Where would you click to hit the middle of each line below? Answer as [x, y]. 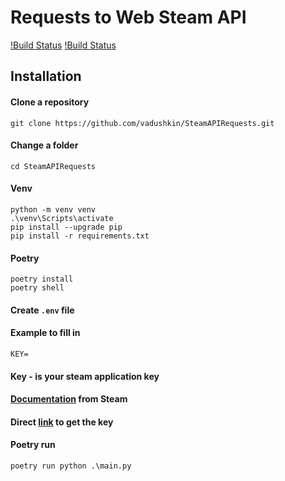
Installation [46, 76]
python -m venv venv [53, 209]
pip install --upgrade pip [66, 227]
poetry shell [37, 288]
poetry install [42, 279]
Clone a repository [50, 102]
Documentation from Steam [69, 399]
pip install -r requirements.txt [80, 236]
